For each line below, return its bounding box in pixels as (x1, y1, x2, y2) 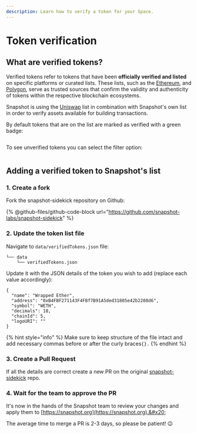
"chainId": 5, (11, 313, 46, 319)
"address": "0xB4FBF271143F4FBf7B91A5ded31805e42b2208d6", (11, 298, 159, 303)
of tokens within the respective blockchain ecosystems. (6, 92, 141, 99)
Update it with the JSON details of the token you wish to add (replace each (6, 269, 188, 277)
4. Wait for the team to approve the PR (6, 389, 116, 397)
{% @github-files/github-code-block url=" (6, 209, 109, 216)
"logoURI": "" (11, 318, 46, 324)
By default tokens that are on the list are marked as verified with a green (6, 121, 181, 128)
